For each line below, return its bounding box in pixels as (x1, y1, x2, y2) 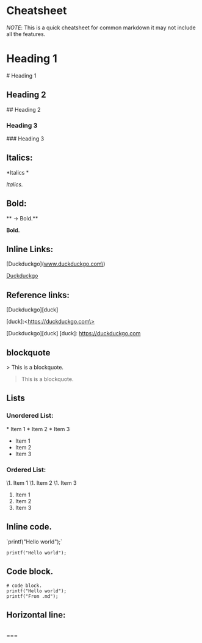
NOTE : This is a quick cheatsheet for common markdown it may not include (6, 24, 197, 31)
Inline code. (6, 521, 52, 532)
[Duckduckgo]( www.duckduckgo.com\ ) (6, 260, 106, 267)
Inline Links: (6, 244, 54, 254)
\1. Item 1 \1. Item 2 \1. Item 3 (6, 479, 77, 487)
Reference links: (6, 289, 70, 300)
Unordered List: (6, 412, 54, 420)
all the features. (6, 30, 46, 37)
